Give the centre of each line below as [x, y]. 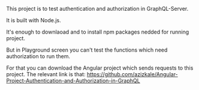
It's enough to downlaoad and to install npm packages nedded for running [98, 32]
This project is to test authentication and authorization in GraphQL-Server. [97, 9]
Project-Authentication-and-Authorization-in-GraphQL [73, 81]
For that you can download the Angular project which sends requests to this [100, 68]
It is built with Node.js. [34, 20]
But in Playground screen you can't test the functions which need [87, 50]
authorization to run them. [38, 56]
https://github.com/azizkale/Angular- [132, 74]
